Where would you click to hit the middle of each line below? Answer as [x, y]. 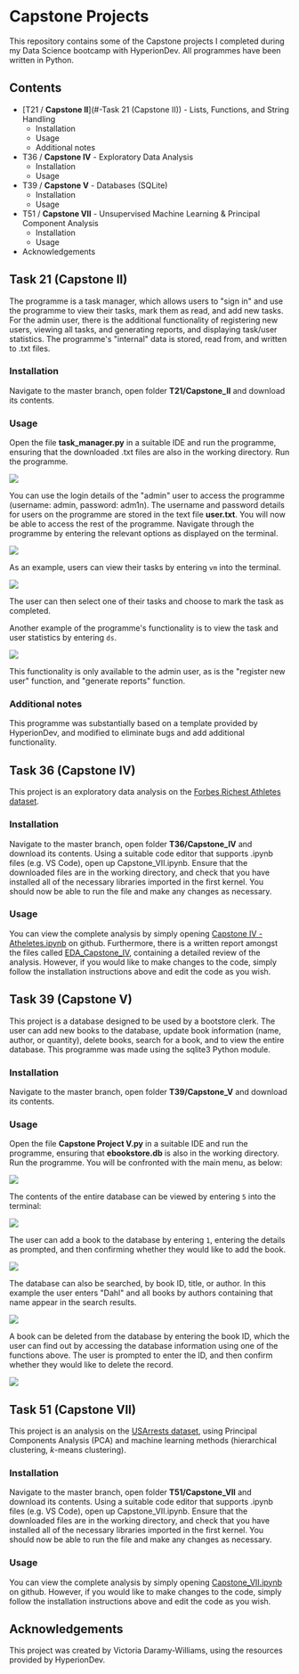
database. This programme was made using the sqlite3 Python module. [140, 1049]
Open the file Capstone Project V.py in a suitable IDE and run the [129, 1144]
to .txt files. [30, 348]
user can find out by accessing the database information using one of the [144, 1346]
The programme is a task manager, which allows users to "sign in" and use [146, 301]
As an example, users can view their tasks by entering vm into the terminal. [145, 568]
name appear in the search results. [73, 1302]
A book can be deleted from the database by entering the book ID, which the [149, 1336]
